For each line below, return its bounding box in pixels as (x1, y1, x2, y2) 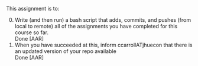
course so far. (14, 29, 49, 36)
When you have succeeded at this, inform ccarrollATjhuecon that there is (14, 41, 193, 48)
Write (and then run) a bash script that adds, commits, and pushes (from (14, 16, 191, 23)
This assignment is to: (6, 5, 60, 12)
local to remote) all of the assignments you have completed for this (14, 23, 178, 29)
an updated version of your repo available (14, 48, 116, 55)
